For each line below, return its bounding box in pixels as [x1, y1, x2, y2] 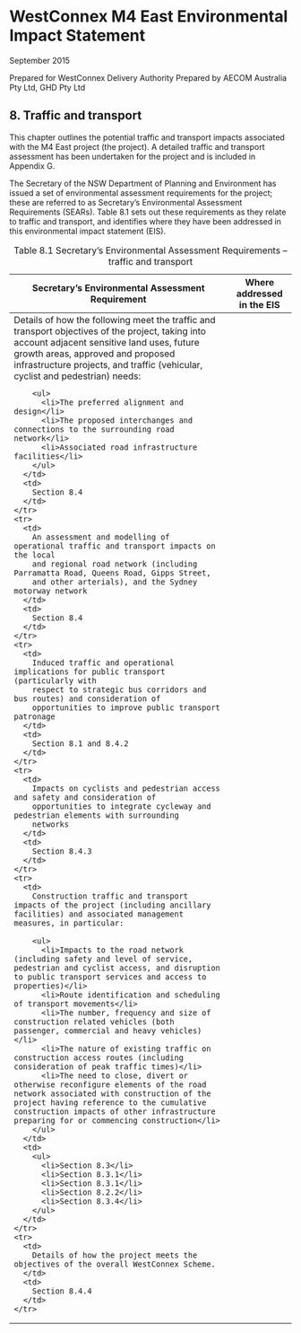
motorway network [13, 585, 88, 596]
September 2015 [9, 55, 70, 66]
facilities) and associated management [13, 908, 184, 919]
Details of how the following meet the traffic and [13, 313, 217, 326]
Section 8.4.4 [31, 1285, 92, 1296]
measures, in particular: [13, 917, 125, 928]
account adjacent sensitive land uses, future [13, 336, 200, 348]
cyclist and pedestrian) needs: [13, 370, 142, 382]
